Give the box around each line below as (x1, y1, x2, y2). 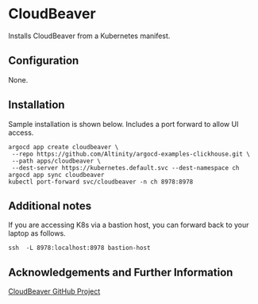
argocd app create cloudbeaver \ (8, 143, 119, 151)
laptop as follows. (8, 229, 66, 238)
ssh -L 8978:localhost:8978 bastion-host (8, 244, 151, 252)
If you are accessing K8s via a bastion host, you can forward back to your (8, 220, 249, 230)
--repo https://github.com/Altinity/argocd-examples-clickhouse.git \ (11, 150, 250, 158)
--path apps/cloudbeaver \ (11, 156, 102, 165)
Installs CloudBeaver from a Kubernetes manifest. (8, 31, 171, 40)
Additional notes (8, 199, 92, 213)
